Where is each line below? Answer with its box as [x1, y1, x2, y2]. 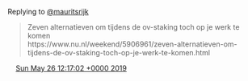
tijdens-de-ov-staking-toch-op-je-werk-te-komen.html [27, 48, 211, 57]
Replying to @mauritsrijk [7, 7, 90, 16]
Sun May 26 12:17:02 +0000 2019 [15, 63, 127, 73]
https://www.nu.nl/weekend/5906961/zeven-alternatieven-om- [27, 39, 237, 49]
